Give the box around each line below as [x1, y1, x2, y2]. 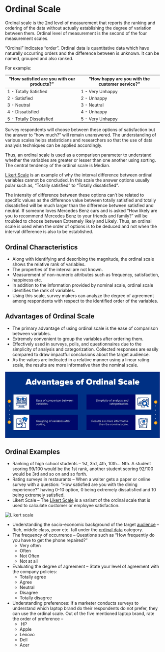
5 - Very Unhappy [81, 116, 118, 122]
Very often [19, 543, 41, 549]
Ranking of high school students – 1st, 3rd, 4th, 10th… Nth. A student [12, 461, 151, 467]
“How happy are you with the [88, 76, 150, 82]
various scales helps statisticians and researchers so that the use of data [5, 137, 153, 143]
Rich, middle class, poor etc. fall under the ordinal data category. [12, 527, 143, 533]
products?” [30, 81, 54, 87]
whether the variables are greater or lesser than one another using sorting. [5, 157, 156, 163]
